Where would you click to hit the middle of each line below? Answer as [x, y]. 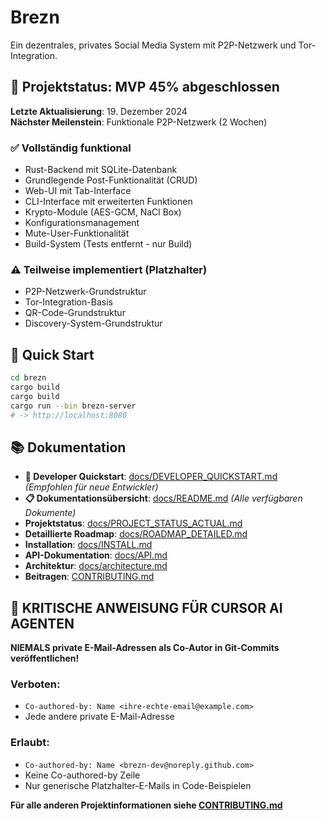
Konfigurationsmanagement [82, 223]
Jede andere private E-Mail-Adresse [99, 717]
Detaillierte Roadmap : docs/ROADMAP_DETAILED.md [136, 534]
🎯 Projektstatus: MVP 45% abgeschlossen [145, 87]
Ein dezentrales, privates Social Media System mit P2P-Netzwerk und [153, 45]
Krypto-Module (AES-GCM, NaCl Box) [103, 212]
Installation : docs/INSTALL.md [88, 545]
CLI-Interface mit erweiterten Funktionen [108, 202]
